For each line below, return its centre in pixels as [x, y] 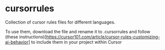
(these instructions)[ [26, 37]
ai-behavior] [18, 42]
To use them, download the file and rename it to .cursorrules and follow [78, 31]
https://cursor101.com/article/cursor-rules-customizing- [103, 37]
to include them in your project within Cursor [77, 42]
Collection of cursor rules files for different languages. [60, 22]
